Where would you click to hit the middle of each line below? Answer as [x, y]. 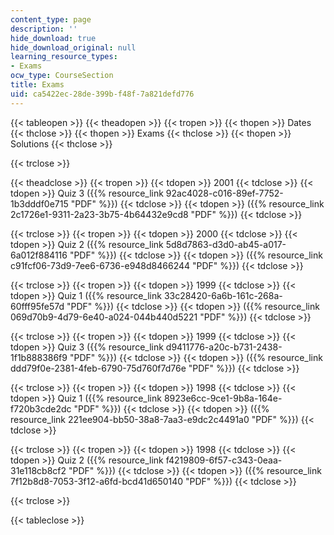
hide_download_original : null [73, 47]
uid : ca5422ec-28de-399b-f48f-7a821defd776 [102, 94]
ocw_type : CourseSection [62, 76]
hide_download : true [53, 38]
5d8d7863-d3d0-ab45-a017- [226, 244]
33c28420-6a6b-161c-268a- [223, 295]
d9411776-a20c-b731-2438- [224, 347]
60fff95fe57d [37, 306]
